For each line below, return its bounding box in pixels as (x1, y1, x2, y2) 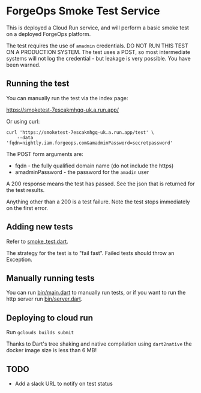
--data (17, 134, 34, 140)
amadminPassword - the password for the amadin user (14, 168, 149, 175)
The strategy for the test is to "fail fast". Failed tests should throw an (6, 249, 175, 256)
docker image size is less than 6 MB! (6, 347, 97, 354)
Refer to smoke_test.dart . (6, 238, 69, 245)
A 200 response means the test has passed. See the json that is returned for (6, 180, 195, 187)
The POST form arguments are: (6, 150, 84, 157)
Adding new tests (6, 222, 73, 232)
